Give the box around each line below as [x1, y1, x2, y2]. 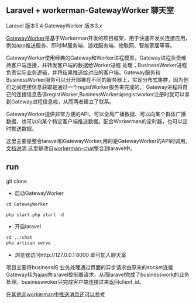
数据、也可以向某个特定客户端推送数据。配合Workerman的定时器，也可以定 [6, 117, 188, 124]
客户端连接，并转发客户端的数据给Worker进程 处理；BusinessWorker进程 [11, 61, 187, 68]
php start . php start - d [6, 212, 64, 218]
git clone [6, 177, 27, 184]
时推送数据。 [6, 125, 37, 132]
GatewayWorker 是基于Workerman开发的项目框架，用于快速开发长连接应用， [6, 34, 191, 41]
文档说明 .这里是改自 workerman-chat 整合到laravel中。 [6, 145, 136, 152]
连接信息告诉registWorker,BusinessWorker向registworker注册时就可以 [16, 90, 185, 97]
